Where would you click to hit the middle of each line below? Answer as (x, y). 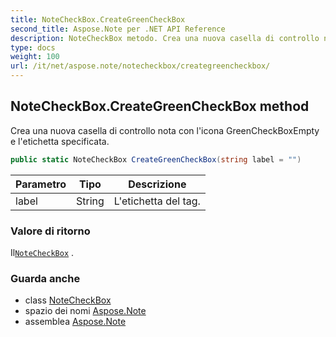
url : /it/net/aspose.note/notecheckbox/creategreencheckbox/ (140, 66)
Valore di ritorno (50, 231)
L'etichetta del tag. (157, 201)
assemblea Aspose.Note (75, 322)
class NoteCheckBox (68, 300)
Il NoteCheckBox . (42, 252)
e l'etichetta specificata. (60, 141)
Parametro (41, 184)
